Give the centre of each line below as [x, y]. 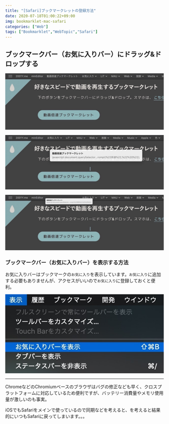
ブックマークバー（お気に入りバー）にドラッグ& [80, 54]
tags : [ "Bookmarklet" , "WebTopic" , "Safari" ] [52, 32]
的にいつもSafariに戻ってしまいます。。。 [46, 416]
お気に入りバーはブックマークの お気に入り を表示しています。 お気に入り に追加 [83, 274]
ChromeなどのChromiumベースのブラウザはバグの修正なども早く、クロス [81, 386]
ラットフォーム [21, 393]
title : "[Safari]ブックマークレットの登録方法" [51, 11]
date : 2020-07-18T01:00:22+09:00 [40, 16]
